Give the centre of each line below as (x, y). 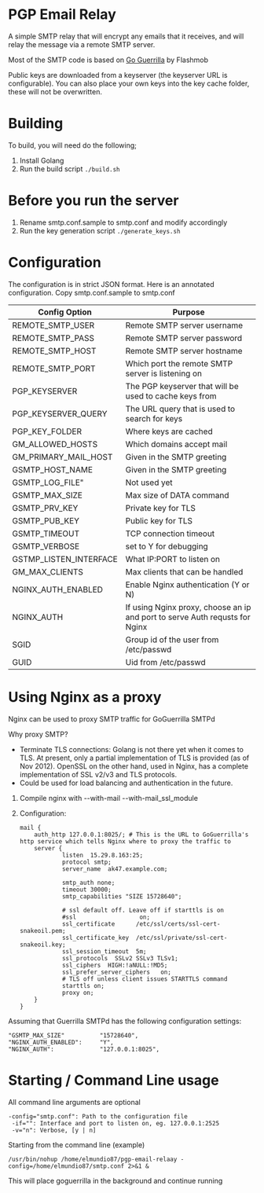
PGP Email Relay (62, 15)
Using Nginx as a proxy (85, 697)
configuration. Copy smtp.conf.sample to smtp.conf (92, 292)
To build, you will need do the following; (73, 145)
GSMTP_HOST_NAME (52, 469)
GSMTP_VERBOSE (46, 546)
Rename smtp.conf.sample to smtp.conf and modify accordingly (123, 222)
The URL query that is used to (180, 409)
